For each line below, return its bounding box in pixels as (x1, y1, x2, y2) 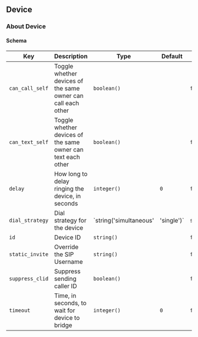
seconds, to (54, 299, 87, 307)
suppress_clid (9, 275, 49, 282)
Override (54, 243, 79, 251)
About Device (6, 22, 46, 31)
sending (54, 274, 77, 283)
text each (54, 153, 81, 161)
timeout (9, 307, 31, 313)
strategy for (54, 216, 87, 224)
